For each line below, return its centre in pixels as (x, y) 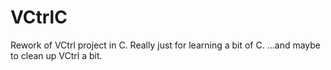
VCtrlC (39, 17)
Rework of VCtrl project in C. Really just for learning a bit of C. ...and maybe (166, 45)
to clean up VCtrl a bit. (56, 55)
